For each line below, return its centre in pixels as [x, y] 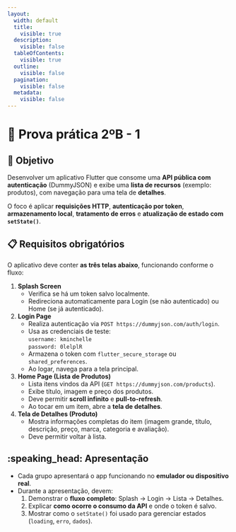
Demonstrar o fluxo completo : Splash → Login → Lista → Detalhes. [126, 498]
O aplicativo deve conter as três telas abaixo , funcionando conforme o [111, 265]
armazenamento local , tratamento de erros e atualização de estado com [116, 214]
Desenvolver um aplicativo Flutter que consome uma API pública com [109, 177]
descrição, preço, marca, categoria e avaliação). [99, 429]
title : [23, 27]
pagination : [31, 80]
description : [33, 40]
